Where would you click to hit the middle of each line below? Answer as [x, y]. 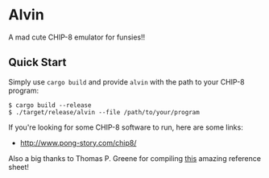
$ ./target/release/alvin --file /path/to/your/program [104, 112]
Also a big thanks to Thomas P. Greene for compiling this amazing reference [135, 158]
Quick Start [37, 62]
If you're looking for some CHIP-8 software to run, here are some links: [126, 127]
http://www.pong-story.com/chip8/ [78, 143]
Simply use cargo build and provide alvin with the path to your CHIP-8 [126, 81]
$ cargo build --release [50, 105]
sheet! [19, 167]
